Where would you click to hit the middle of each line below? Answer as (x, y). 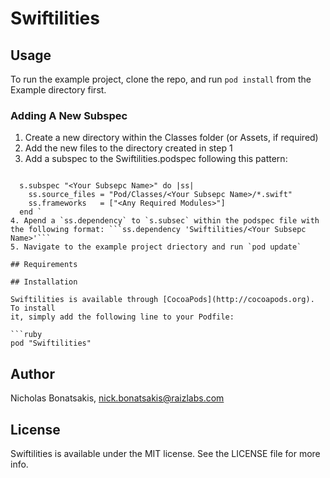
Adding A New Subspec (69, 115)
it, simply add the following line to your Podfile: (122, 317)
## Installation (44, 282)
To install (33, 308)
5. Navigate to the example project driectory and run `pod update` (156, 247)
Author (32, 373)
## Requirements (44, 265)
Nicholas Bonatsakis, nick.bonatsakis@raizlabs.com (117, 398)
